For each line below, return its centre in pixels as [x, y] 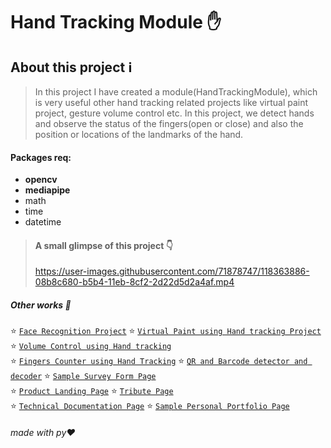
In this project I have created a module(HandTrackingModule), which [176, 92]
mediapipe [47, 190]
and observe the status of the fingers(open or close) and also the [169, 123]
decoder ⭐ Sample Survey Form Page [83, 376]
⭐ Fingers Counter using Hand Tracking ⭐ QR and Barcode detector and [159, 361]
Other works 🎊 [41, 305]
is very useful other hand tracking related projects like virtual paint [171, 102]
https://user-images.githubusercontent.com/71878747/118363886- [172, 271]
